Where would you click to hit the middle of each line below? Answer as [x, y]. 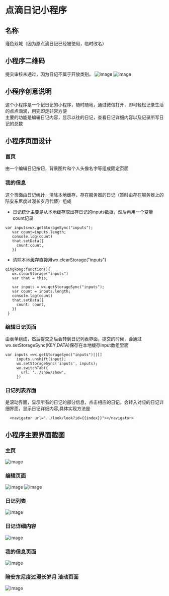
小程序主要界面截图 [35, 435]
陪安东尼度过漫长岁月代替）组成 [38, 201]
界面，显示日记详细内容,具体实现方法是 [50, 408]
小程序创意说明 [28, 92]
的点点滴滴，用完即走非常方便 [36, 111]
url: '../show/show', [44, 372]
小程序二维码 [25, 61]
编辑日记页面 [21, 327]
